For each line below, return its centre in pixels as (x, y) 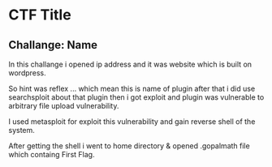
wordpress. (27, 73)
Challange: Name (53, 45)
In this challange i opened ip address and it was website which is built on (130, 64)
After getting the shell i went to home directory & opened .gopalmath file (129, 146)
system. (22, 130)
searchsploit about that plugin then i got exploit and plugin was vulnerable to (136, 97)
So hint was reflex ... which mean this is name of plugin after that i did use (132, 88)
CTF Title (40, 15)
